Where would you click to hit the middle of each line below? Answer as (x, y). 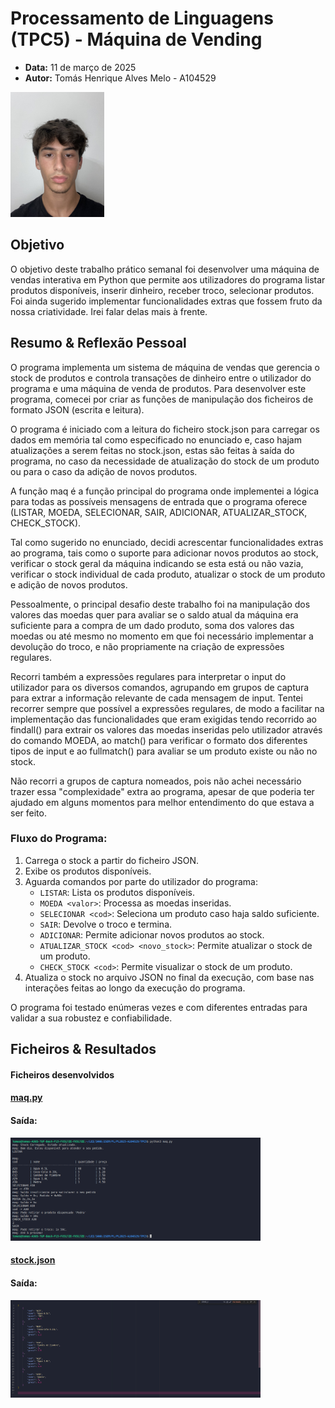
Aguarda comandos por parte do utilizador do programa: (141, 881)
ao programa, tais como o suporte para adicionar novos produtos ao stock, (164, 553)
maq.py (26, 1098)
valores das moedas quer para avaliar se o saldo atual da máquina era (154, 614)
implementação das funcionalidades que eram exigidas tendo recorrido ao (163, 719)
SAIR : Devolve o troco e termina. (106, 924)
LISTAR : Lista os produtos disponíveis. (117, 892)
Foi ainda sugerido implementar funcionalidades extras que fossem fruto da (166, 301)
